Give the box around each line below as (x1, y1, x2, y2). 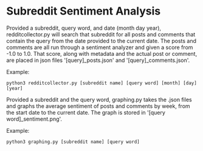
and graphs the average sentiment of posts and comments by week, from (6, 102, 190, 110)
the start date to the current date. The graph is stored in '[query (6, 109, 166, 116)
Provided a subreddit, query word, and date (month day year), (6, 24, 162, 32)
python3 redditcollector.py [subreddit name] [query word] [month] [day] (6, 80, 198, 86)
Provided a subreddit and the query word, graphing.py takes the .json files (6, 96, 193, 103)
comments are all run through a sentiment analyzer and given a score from (6, 44, 193, 51)
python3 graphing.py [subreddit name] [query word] (6, 138, 140, 145)
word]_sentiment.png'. (6, 115, 63, 122)
